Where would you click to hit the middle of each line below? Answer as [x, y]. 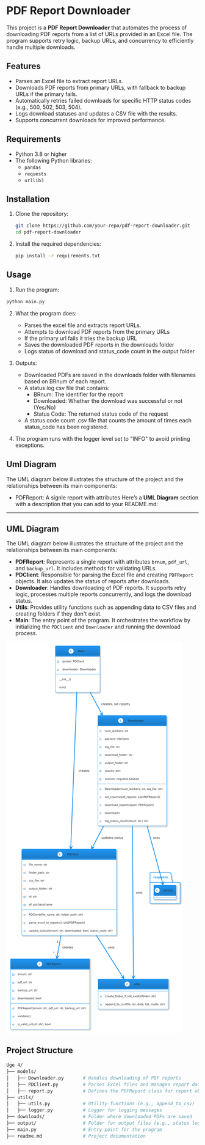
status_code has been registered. [66, 427]
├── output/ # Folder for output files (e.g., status [98, 1123]
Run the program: [37, 289]
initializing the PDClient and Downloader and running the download [98, 627]
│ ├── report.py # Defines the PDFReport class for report [99, 1091]
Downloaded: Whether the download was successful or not [108, 400]
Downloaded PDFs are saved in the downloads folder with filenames [110, 375]
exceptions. [30, 445]
